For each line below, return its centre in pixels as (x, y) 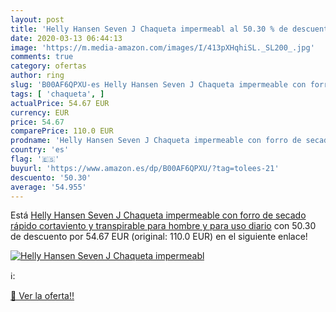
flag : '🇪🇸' (35, 159)
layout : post (37, 19)
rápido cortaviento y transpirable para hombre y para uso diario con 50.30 (163, 226)
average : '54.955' (48, 187)
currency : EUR (40, 112)
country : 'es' (40, 150)
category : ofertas (48, 66)
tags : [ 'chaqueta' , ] (57, 94)
